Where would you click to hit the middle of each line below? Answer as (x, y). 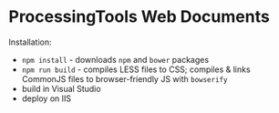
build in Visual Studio (61, 88)
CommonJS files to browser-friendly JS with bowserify (124, 78)
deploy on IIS (46, 98)
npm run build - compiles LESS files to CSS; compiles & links (136, 69)
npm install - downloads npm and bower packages (115, 59)
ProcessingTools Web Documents (139, 17)
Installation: (30, 42)
